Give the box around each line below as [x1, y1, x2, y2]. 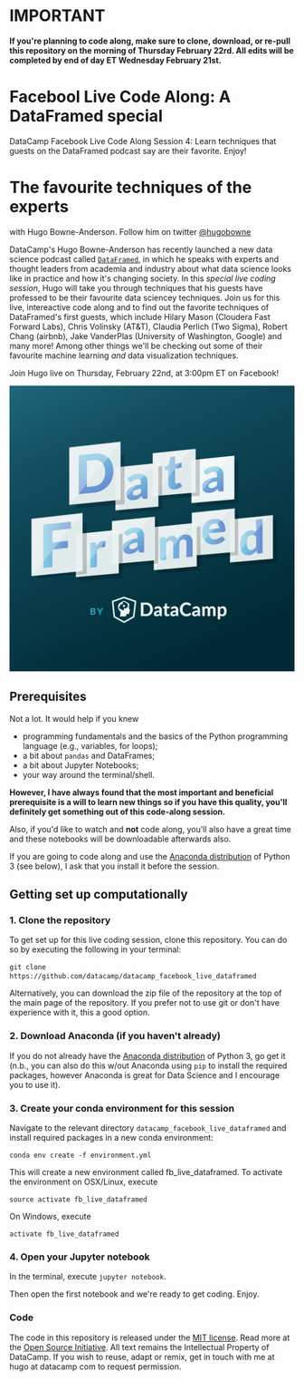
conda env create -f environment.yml [9, 1151, 152, 1160]
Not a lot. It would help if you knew [9, 713, 139, 724]
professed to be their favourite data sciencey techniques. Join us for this [9, 292, 280, 303]
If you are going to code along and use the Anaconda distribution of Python [9, 851, 290, 861]
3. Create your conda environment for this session [9, 1102, 235, 1114]
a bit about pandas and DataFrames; [22, 750, 156, 761]
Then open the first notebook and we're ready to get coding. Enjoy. [9, 1289, 260, 1299]
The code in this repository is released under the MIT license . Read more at [9, 1332, 290, 1343]
